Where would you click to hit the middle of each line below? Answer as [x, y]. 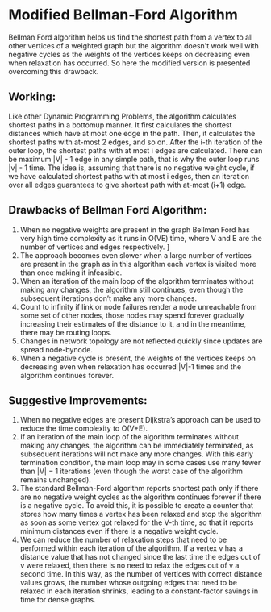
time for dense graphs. [58, 600]
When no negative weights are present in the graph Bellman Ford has [135, 229]
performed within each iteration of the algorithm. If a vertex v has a [131, 548]
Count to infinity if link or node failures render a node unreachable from [138, 306]
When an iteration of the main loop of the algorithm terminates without [137, 281]
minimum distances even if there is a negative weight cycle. [119, 531]
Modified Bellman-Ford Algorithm [123, 15]
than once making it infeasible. [71, 273]
